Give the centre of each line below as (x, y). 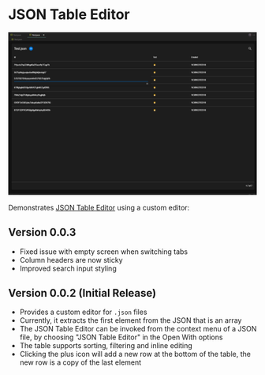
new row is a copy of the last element (80, 362)
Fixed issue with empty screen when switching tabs (103, 252)
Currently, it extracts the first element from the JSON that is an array (131, 320)
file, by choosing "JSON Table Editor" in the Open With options (121, 337)
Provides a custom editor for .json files (83, 312)
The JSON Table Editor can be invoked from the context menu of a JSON (138, 329)
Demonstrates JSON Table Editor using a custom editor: (99, 207)
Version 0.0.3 (42, 232)
